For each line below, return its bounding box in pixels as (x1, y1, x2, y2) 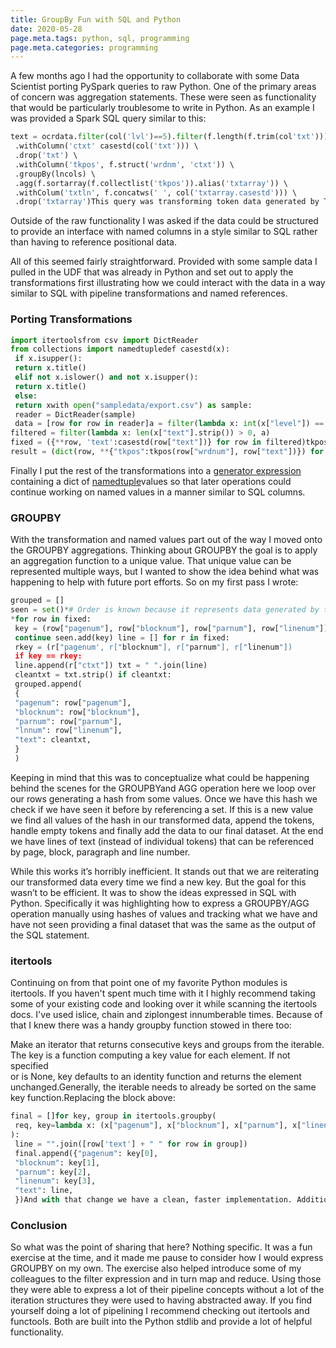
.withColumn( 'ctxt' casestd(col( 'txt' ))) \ (14, 141, 199, 151)
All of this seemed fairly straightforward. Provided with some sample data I (10, 256, 318, 268)
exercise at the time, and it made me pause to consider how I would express (10, 1252, 324, 1264)
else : (14, 391, 38, 401)
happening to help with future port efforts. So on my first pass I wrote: (10, 576, 299, 588)
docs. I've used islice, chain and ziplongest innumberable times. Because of (10, 1009, 323, 1021)
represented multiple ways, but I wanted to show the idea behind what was (10, 566, 320, 578)
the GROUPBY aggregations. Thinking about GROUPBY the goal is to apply (10, 544, 318, 556)
